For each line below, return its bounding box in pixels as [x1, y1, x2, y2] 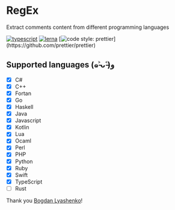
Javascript [14, 117, 41, 124]
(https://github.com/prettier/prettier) [6, 42, 96, 49]
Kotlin [14, 124, 29, 131]
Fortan [14, 90, 32, 97]
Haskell [14, 103, 34, 110]
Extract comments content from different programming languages [6, 23, 170, 31]
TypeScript [14, 178, 43, 185]
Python [14, 158, 33, 165]
